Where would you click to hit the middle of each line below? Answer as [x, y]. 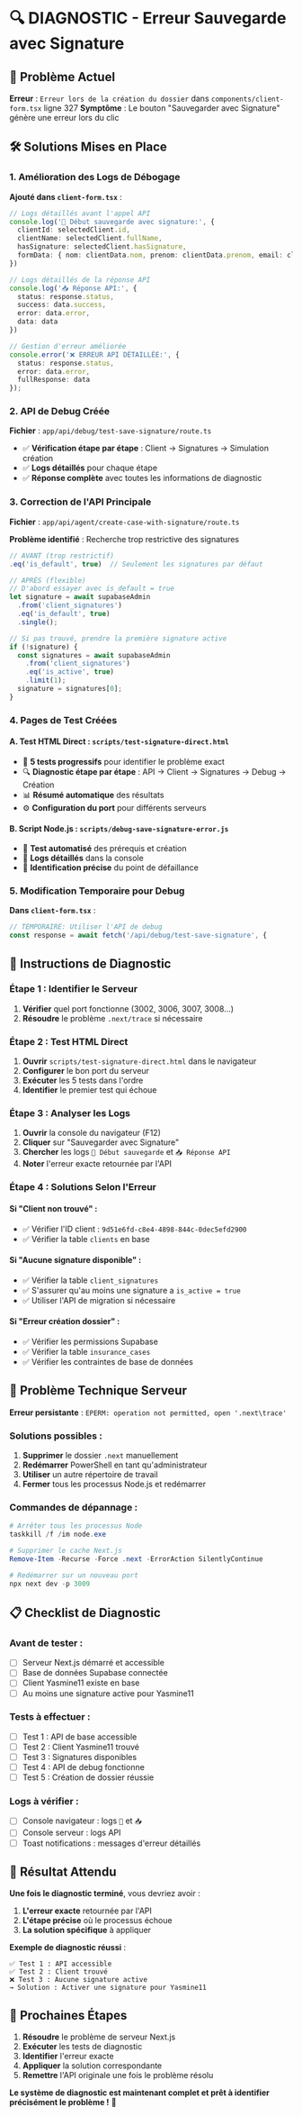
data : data [38, 322]
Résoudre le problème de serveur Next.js [99, 2037]
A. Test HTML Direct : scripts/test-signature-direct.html [119, 741]
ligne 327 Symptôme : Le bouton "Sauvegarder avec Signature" [162, 108]
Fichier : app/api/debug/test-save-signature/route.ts [111, 431]
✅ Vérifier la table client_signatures [90, 1280]
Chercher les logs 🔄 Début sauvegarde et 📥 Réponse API [126, 1152]
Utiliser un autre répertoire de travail [90, 1475]
